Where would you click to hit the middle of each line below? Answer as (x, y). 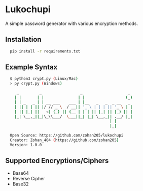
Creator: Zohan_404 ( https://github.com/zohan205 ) (64, 140)
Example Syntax (31, 67)
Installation (23, 39)
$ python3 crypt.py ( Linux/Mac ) (44, 79)
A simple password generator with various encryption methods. (72, 23)
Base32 (21, 184)
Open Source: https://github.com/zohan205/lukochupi (67, 135)
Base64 (21, 173)
